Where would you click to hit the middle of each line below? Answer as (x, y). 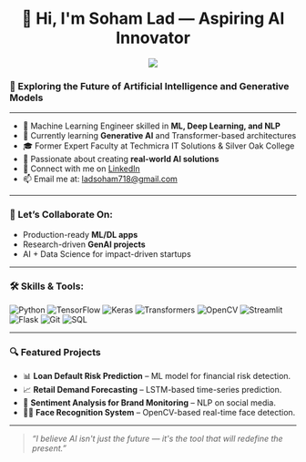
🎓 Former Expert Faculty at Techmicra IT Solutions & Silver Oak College (158, 146)
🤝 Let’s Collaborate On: (61, 215)
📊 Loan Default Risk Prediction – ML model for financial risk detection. (157, 376)
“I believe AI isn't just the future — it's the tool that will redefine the (158, 439)
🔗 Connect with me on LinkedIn (82, 169)
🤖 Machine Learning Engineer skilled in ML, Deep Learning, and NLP (151, 126)
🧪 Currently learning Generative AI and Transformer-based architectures (159, 136)
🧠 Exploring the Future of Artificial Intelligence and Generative (149, 86)
